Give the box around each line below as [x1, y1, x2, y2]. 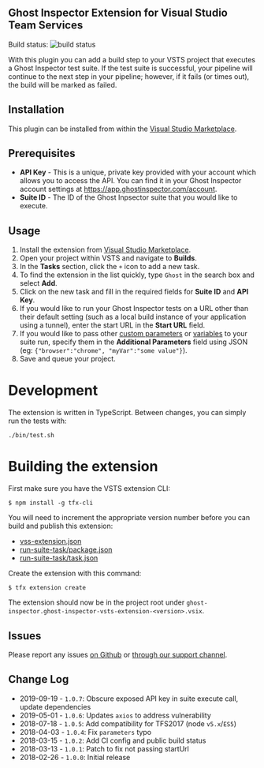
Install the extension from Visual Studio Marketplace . [19, 245, 191, 255]
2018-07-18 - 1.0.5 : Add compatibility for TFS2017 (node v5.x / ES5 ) [19, 718, 236, 729]
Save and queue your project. [19, 354, 116, 364]
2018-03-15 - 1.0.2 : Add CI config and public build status [19, 736, 206, 745]
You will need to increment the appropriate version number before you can [8, 513, 251, 523]
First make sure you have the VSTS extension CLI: [8, 484, 171, 493]
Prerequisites [8, 147, 76, 160]
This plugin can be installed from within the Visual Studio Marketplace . [8, 124, 237, 133]
